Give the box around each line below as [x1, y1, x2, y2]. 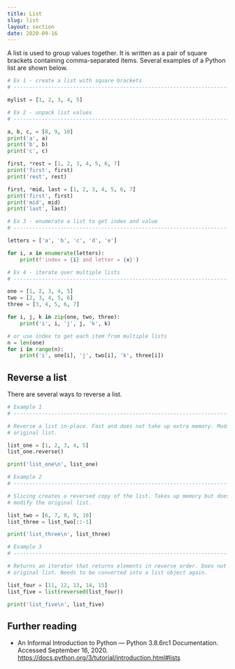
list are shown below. [7, 64, 68, 72]
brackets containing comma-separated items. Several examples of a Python [7, 57, 226, 65]
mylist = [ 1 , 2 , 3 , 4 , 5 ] [7, 96, 83, 103]
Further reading [7, 620, 77, 632]
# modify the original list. [7, 499, 92, 506]
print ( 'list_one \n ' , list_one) [7, 461, 99, 468]
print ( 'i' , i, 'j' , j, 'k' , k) [20, 319, 111, 327]
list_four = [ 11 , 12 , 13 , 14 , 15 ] [7, 582, 108, 589]
